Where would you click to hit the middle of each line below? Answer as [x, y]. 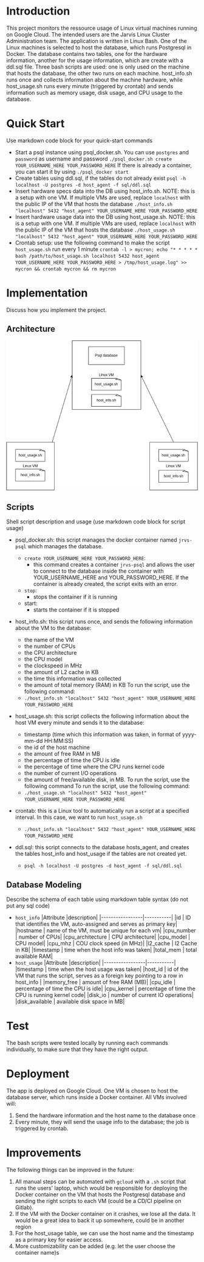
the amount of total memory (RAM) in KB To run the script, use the [107, 685]
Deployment [38, 1074]
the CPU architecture [50, 653]
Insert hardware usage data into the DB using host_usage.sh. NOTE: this [105, 216]
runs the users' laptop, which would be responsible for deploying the [101, 1188]
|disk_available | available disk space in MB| [70, 1002]
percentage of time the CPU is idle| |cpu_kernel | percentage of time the [105, 988]
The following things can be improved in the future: [70, 1170]
